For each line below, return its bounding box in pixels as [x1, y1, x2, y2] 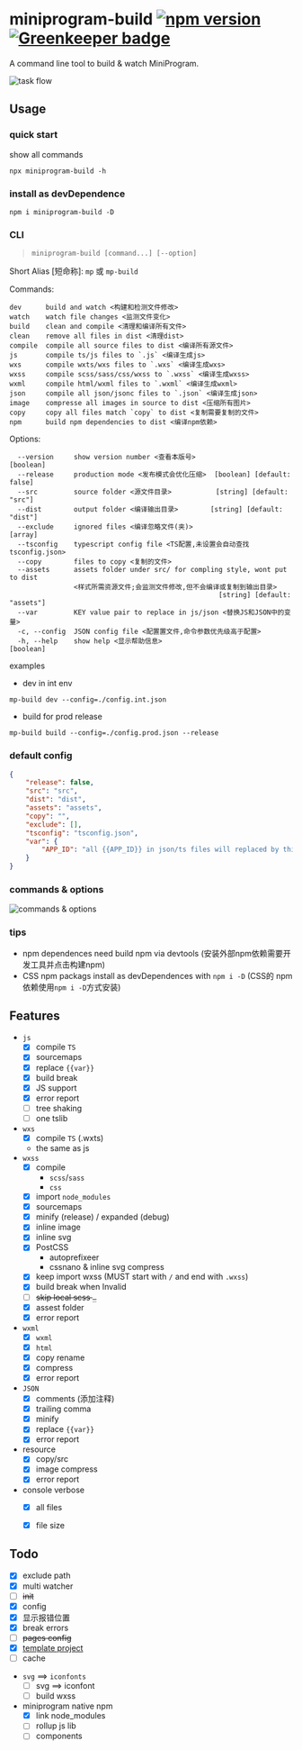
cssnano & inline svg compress [49, 1262, 164, 1273]
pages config [22, 1632, 72, 1643]
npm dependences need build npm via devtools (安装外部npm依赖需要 [22, 948, 284, 958]
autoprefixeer [49, 1252, 100, 1263]
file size [35, 1519, 66, 1530]
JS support [35, 1082, 77, 1093]
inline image [35, 1221, 81, 1233]
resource [22, 1444, 57, 1455]
